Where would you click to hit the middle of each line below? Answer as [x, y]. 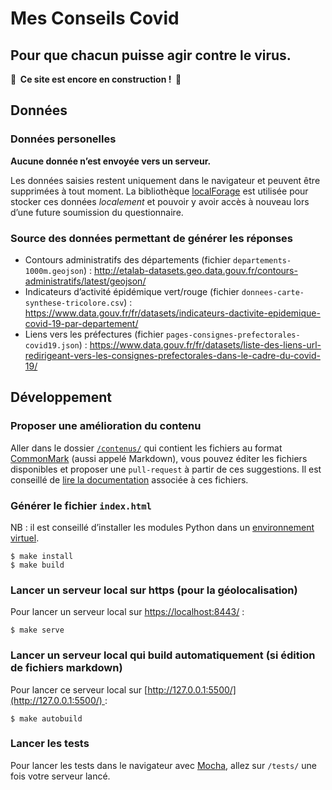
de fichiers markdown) [66, 668]
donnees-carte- [273, 292]
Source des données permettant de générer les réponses [152, 238]
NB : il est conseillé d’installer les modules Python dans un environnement [162, 527]
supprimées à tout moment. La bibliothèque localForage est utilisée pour [159, 191]
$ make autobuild [46, 718]
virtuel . [25, 538]
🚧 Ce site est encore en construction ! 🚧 [96, 79]
